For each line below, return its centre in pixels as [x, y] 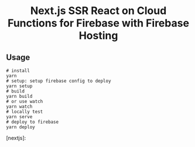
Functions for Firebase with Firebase [98, 23]
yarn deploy [20, 127]
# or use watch [25, 101]
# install [18, 71]
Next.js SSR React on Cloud [98, 11]
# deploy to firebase [32, 122]
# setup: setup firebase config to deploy [59, 81]
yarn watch [19, 107]
